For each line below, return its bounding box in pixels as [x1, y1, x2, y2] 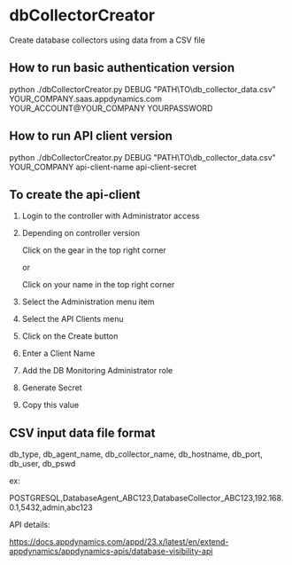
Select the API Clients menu [21, 314, 124, 325]
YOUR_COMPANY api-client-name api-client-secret [9, 161, 197, 172]
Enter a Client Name [21, 348, 96, 359]
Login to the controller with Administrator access [21, 210, 200, 222]
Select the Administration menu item [21, 296, 155, 307]
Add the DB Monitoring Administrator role [21, 365, 173, 376]
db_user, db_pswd [9, 459, 76, 469]
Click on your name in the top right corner [21, 279, 175, 290]
